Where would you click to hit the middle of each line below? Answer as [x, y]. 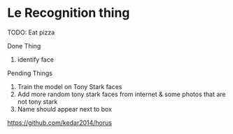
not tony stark [37, 101]
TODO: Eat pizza [31, 32]
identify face [36, 59]
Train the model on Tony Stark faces [70, 86]
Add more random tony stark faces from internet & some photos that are [121, 94]
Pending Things [30, 73]
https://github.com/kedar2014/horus [59, 122]
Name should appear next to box [64, 109]
